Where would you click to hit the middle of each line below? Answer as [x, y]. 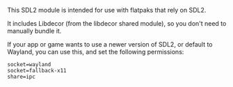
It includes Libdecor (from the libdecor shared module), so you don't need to [117, 23]
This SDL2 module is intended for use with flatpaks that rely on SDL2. [107, 10]
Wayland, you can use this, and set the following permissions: [96, 52]
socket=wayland [29, 65]
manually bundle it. [34, 31]
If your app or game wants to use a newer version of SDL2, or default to [110, 44]
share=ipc [22, 77]
